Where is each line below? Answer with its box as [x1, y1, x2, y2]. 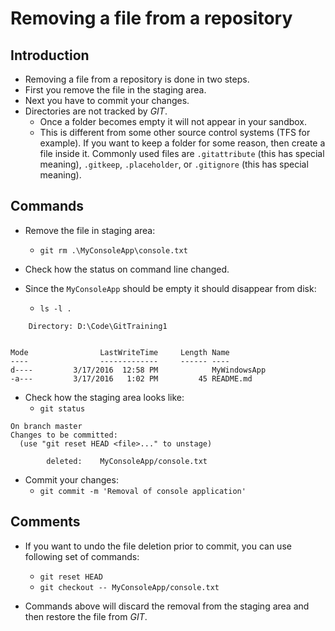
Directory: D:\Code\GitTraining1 [28, 321, 168, 331]
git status [39, 403, 86, 414]
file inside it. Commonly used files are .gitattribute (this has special [39, 148, 325, 159]
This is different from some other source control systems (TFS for [39, 127, 311, 138]
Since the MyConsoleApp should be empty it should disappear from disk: [24, 282, 317, 294]
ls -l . [39, 303, 72, 314]
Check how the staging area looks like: [24, 391, 185, 403]
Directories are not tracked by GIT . [24, 105, 168, 117]
